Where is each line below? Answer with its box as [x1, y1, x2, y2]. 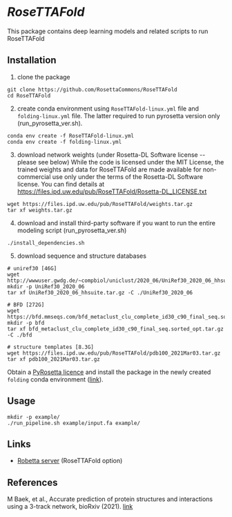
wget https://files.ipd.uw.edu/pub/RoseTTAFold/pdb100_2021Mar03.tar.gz [7, 350, 221, 357]
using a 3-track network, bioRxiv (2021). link [7, 502, 133, 511]
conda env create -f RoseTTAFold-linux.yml [7, 132, 135, 139]
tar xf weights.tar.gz [7, 207, 72, 214]
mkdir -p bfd [7, 319, 45, 326]
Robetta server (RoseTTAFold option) [17, 457, 123, 465]
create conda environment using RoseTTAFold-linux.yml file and [17, 104, 199, 113]
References [7, 476, 58, 488]
